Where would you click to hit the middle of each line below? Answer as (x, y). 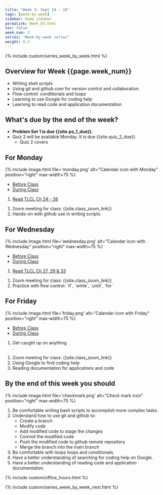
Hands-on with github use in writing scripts (56, 214)
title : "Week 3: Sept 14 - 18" (37, 10)
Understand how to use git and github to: (54, 416)
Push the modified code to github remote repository (72, 442)
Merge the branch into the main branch (60, 447)
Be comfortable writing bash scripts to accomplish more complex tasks (84, 410)
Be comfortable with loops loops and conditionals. (63, 452)
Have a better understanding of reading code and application (74, 462)
